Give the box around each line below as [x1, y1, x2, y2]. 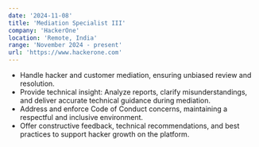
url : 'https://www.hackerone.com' [8, 48, 123, 56]
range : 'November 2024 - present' [8, 41, 123, 49]
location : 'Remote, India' [8, 33, 98, 42]
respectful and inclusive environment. [19, 113, 144, 122]
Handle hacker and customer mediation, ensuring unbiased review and [19, 71, 252, 79]
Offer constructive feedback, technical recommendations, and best [19, 121, 240, 130]
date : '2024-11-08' [8, 11, 73, 20]
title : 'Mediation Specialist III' [8, 19, 126, 27]
